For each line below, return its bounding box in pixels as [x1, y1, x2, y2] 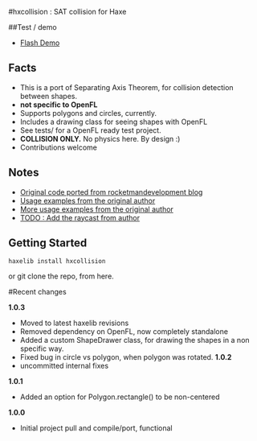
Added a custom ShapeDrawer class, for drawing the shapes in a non [19, 336, 251, 345]
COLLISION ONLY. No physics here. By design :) [19, 134, 181, 143]
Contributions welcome [19, 142, 98, 152]
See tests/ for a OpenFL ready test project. [19, 125, 162, 135]
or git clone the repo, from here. [8, 271, 114, 281]
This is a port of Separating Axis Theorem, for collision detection [19, 82, 235, 92]
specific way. [19, 344, 64, 353]
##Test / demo [8, 23, 58, 31]
